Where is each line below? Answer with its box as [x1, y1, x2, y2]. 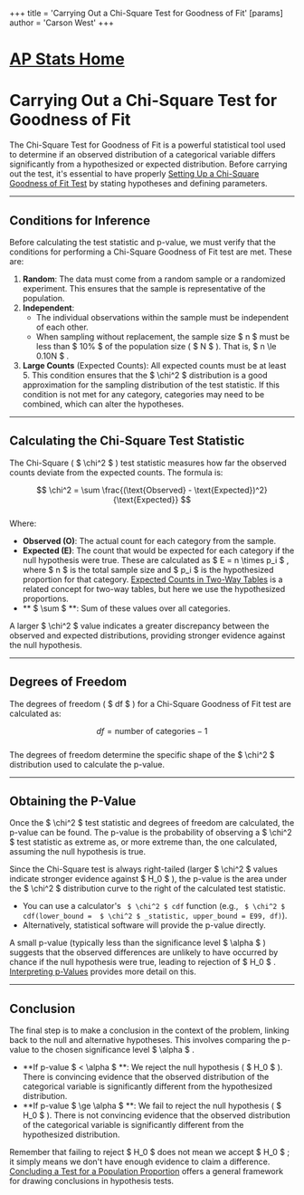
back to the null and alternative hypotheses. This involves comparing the [9, 1035, 280, 1046]
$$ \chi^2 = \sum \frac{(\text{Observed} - [35, 484, 193, 495]
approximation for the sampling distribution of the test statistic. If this [22, 379, 280, 390]
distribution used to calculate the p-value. [9, 759, 166, 770]
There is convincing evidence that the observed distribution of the [22, 1072, 270, 1083]
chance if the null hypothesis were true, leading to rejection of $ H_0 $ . [9, 957, 276, 968]
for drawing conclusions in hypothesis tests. [9, 1176, 175, 1187]
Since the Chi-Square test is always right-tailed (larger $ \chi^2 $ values [9, 864, 278, 875]
